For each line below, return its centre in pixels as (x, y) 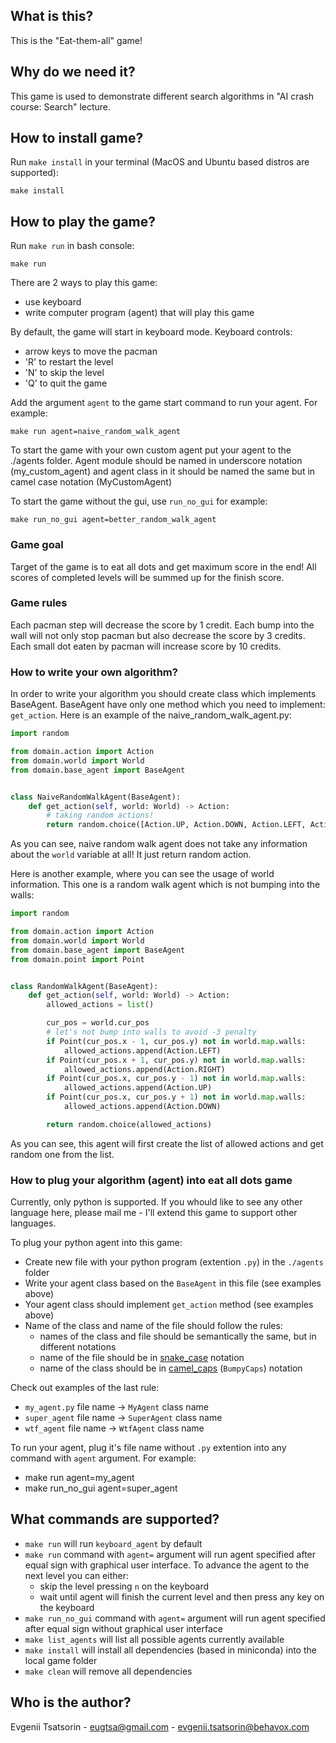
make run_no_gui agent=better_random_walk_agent (113, 520)
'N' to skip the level (64, 373)
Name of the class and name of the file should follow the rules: (153, 1326)
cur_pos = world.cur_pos (98, 1023)
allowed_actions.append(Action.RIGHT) (144, 1069)
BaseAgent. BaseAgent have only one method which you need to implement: (168, 705)
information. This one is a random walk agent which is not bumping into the (165, 885)
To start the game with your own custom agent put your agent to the (151, 450)
